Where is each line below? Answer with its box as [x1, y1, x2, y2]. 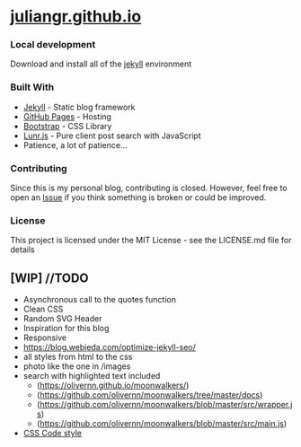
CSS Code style [22, 428, 82, 439]
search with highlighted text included [22, 371, 161, 381]
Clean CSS [22, 303, 64, 315]
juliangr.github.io [10, 6, 142, 27]
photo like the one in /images [22, 361, 131, 372]
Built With [10, 81, 55, 93]
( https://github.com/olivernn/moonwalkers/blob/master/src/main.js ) [36, 418, 288, 429]
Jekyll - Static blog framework [22, 101, 136, 112]
